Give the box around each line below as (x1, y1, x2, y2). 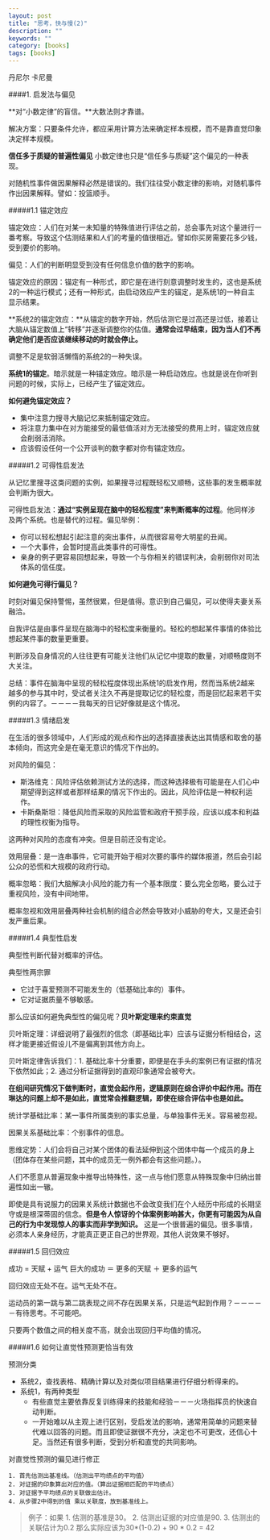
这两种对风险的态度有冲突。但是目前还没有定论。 (8, 835, 170, 843)
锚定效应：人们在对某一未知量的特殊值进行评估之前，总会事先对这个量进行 (8, 223, 255, 232)
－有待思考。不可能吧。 (8, 1308, 86, 1317)
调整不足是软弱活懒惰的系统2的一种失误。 (8, 352, 147, 361)
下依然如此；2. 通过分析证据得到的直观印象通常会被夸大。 (8, 1066, 200, 1076)
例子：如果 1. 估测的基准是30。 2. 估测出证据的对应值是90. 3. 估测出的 (27, 1513, 260, 1522)
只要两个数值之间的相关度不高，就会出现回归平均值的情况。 (8, 1326, 206, 1334)
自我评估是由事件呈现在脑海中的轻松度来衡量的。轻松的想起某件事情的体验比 (8, 624, 262, 633)
